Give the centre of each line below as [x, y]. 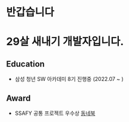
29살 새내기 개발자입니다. [65, 42]
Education [26, 64]
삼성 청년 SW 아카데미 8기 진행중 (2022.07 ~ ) [69, 79]
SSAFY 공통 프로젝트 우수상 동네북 [55, 113]
